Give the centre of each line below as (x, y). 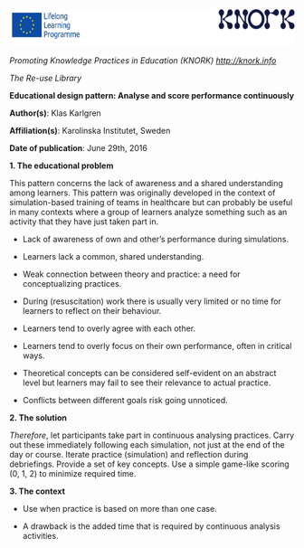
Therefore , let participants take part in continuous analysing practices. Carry (152, 435)
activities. (40, 536)
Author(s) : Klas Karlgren (55, 113)
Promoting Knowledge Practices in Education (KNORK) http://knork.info (143, 61)
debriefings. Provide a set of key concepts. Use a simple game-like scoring (149, 464)
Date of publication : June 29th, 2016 (78, 148)
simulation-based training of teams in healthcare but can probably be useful (151, 202)
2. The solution (38, 418)
